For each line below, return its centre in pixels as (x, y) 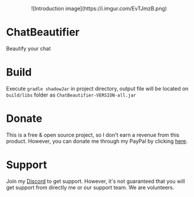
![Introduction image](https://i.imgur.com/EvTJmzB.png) (99, 9)
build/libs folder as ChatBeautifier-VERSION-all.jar (71, 95)
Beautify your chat (29, 48)
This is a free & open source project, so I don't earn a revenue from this (93, 135)
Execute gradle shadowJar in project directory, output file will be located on (97, 88)
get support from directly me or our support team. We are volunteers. (90, 187)
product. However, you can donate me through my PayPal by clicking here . (97, 141)
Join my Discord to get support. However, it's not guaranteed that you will (96, 181)
